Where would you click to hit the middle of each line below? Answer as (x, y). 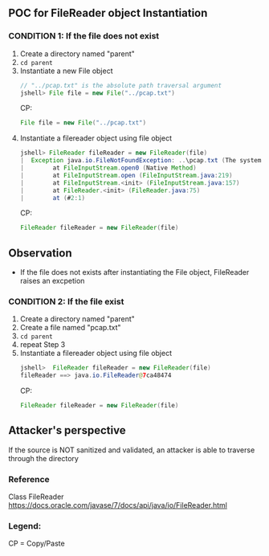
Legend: (25, 526)
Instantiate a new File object (66, 71)
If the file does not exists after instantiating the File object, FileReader (134, 272)
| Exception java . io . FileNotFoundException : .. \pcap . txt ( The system (141, 161)
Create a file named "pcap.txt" (70, 328)
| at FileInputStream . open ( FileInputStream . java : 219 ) (126, 175)
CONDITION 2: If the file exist (66, 302)
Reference (29, 479)
